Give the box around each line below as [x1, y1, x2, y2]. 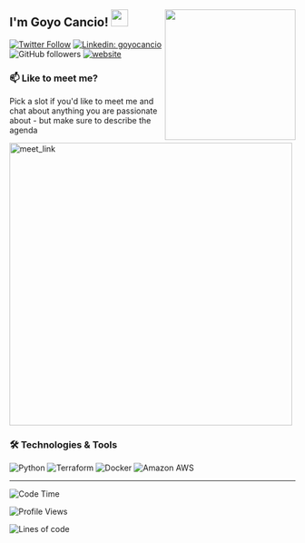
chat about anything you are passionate [9, 105, 158, 116]
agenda [9, 124, 38, 136]
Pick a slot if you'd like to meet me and [9, 96, 154, 107]
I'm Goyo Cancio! [9, 15, 109, 30]
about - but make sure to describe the [9, 115, 152, 126]
